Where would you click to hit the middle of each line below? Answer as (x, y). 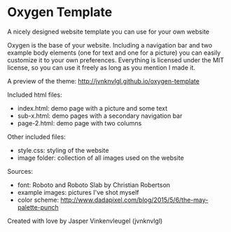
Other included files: (37, 137)
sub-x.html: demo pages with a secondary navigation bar (100, 116)
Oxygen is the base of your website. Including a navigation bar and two (110, 45)
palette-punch (38, 207)
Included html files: (35, 95)
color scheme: (38, 200)
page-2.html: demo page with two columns (79, 123)
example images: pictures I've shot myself (78, 192)
